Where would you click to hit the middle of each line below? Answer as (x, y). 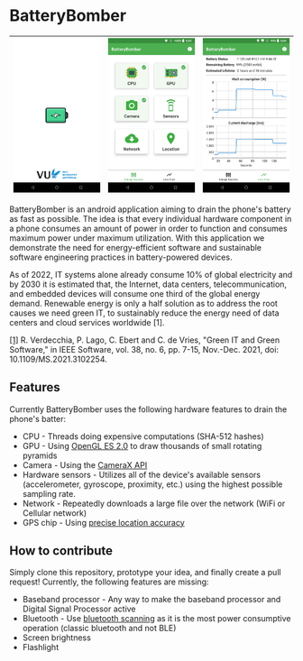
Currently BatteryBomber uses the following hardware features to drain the (148, 409)
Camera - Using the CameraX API (85, 464)
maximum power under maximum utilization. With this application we (137, 238)
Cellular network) (55, 513)
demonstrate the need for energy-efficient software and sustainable (136, 247)
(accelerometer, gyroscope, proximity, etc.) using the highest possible (152, 484)
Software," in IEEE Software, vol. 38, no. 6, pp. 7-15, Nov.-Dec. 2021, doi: (144, 349)
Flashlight (41, 647)
